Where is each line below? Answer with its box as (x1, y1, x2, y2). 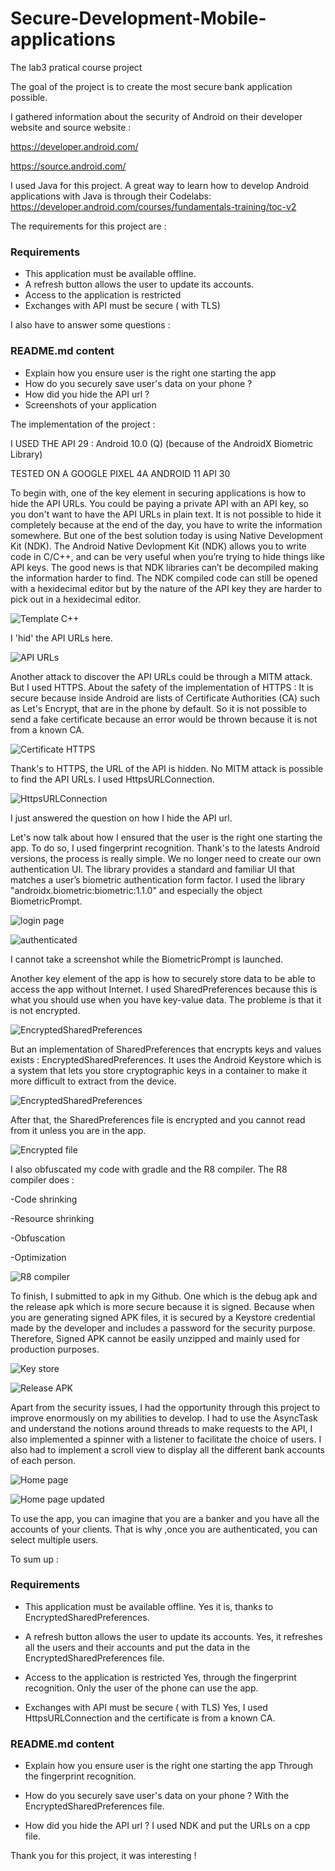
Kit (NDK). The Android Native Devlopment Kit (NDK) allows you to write (10, 540, 307, 552)
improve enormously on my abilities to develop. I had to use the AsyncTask (10, 1412, 318, 1424)
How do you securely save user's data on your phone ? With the (24, 1790, 290, 1802)
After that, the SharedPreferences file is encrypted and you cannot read (10, 1113, 306, 1126)
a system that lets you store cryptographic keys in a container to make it (10, 1064, 308, 1076)
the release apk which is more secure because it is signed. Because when (10, 1300, 315, 1312)
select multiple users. (10, 1533, 99, 1546)
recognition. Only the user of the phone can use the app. (24, 1682, 259, 1694)
